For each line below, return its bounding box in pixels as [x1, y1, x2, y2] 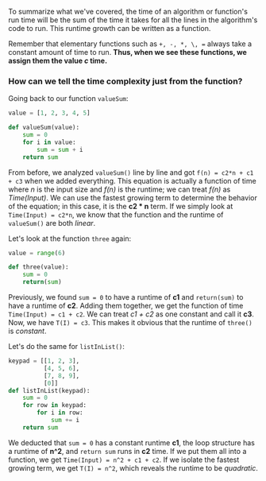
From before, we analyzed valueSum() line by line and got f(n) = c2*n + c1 [8, 167, 254, 177]
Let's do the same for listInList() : [8, 342, 125, 351]
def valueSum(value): [8, 123, 80, 132]
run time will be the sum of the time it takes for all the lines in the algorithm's [8, 15, 258, 25]
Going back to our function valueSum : [8, 94, 129, 103]
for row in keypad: [22, 401, 87, 409]
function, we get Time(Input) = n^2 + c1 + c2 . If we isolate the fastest [8, 455, 240, 464]
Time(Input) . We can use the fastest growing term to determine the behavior [8, 192, 258, 202]
